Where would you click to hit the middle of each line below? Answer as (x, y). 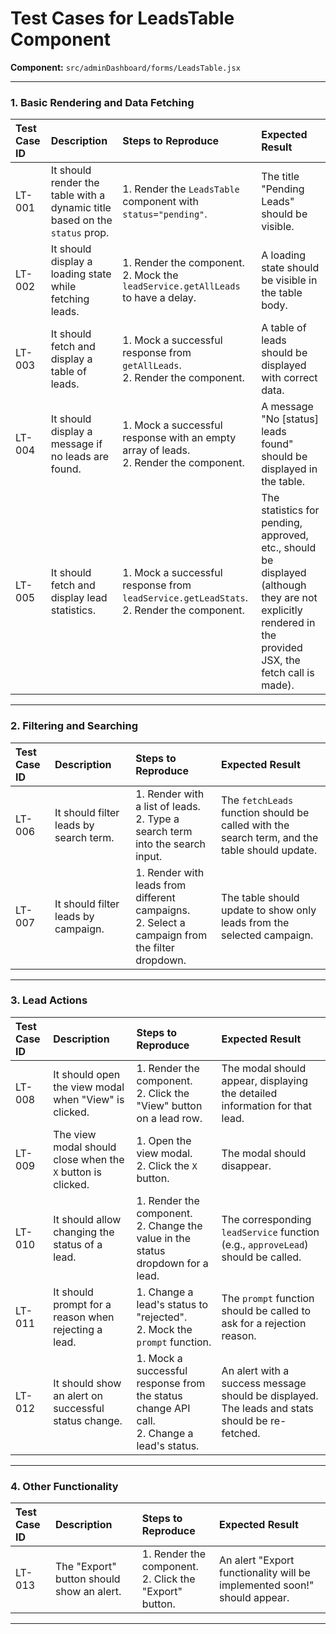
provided (282, 648)
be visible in (289, 280)
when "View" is (89, 1099)
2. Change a (165, 1433)
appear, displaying (264, 1080)
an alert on (78, 1395)
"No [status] (290, 419)
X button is (77, 1172)
